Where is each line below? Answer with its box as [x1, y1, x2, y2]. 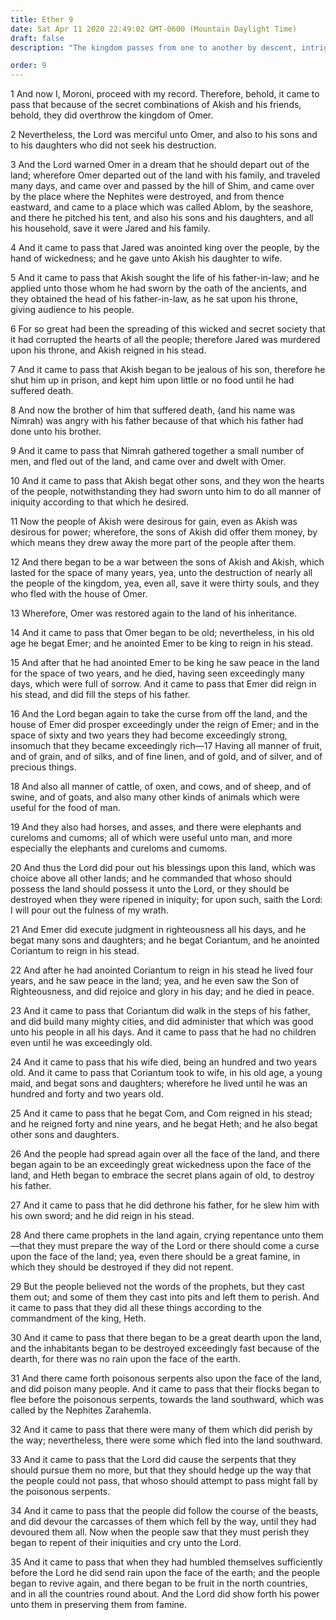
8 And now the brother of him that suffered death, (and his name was [10, 404, 296, 416]
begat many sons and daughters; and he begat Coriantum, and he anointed [10, 934, 320, 946]
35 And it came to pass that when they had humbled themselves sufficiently [10, 1556, 323, 1568]
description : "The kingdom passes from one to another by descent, [10, 42, 298, 53]
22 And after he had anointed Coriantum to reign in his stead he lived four [10, 964, 314, 976]
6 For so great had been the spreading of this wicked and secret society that [10, 323, 326, 335]
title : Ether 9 [10, 14, 74, 25]
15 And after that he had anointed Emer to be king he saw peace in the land [10, 657, 320, 669]
